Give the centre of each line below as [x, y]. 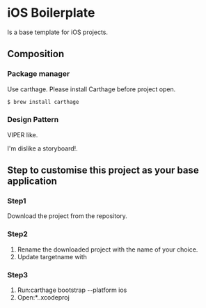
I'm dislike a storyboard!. [42, 148]
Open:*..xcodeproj [43, 298]
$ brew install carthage [43, 102]
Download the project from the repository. [67, 216]
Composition [36, 54]
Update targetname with [52, 256]
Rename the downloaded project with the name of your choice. [108, 249]
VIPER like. [23, 134]
